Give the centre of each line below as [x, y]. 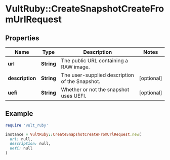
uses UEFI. [74, 96]
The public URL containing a [94, 61]
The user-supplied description [97, 75]
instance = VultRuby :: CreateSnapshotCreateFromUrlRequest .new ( [73, 134]
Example [19, 114]
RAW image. [75, 67]
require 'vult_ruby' [27, 125]
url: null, [21, 139]
